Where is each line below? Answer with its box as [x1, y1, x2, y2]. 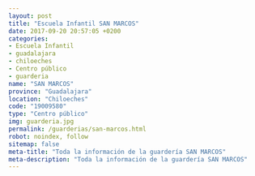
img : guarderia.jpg [8, 118, 74, 126]
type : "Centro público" [8, 110, 89, 118]
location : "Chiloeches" [8, 95, 89, 103]
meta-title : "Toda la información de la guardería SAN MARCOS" [8, 148, 227, 156]
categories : [8, 34, 49, 43]
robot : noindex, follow [8, 132, 89, 140]
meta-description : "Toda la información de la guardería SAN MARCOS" [8, 155, 249, 163]
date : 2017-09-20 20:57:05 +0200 [8, 27, 121, 35]
